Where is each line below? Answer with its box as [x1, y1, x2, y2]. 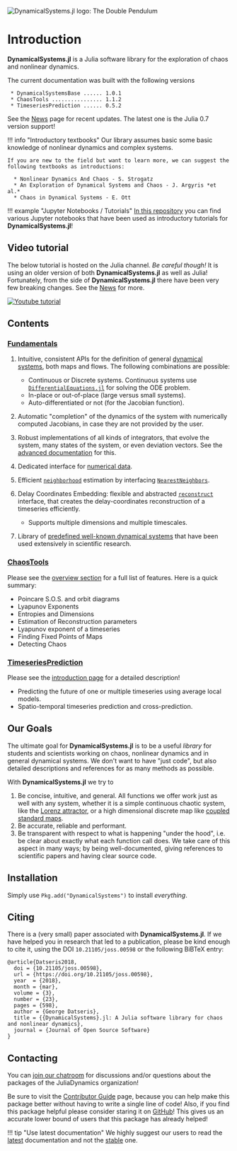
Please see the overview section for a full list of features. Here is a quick [7, 573, 218, 582]
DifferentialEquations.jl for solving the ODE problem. [28, 383, 191, 392]
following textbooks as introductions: [7, 163, 125, 170]
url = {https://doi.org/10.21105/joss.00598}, [13, 971, 154, 978]
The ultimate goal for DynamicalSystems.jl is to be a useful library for [7, 741, 212, 750]
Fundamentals [7, 339, 58, 349]
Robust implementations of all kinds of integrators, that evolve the [17, 434, 210, 442]
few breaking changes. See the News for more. [7, 283, 145, 291]
